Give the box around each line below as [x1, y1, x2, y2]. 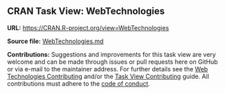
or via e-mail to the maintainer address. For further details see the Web [7, 64, 208, 73]
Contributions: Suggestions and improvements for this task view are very [7, 50, 216, 58]
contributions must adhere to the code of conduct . [7, 79, 150, 88]
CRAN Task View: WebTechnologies [7, 5, 165, 17]
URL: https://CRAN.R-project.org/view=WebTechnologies [7, 23, 169, 32]
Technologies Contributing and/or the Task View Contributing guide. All [7, 72, 210, 80]
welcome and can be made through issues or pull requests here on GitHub [7, 58, 218, 66]
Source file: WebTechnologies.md [7, 37, 104, 45]
